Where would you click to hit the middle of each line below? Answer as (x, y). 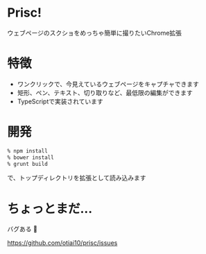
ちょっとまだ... (50, 209)
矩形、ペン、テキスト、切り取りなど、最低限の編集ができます (105, 92)
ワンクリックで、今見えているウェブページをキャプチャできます (108, 84)
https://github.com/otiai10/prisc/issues (62, 243)
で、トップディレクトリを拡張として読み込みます (77, 178)
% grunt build (28, 164)
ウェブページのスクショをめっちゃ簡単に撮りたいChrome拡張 (95, 33)
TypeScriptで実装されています (60, 101)
